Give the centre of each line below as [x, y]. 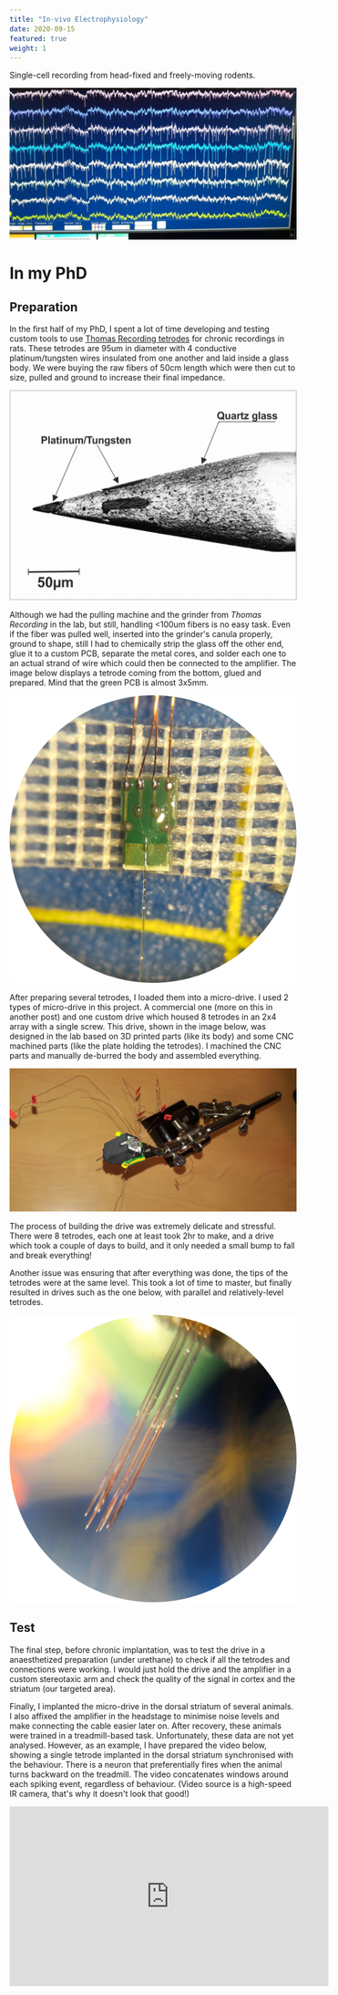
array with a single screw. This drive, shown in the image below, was [138, 1027]
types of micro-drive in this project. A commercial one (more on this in [141, 1008]
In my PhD [49, 273]
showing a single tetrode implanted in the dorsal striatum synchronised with [152, 1755]
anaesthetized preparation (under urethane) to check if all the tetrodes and [150, 1659]
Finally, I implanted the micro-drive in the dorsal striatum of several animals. [152, 1706]
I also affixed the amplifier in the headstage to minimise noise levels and [144, 1716]
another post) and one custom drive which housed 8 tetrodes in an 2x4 [143, 1017]
